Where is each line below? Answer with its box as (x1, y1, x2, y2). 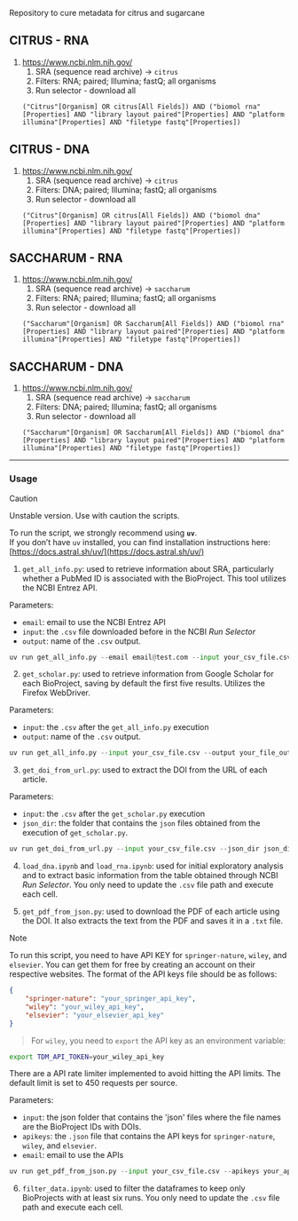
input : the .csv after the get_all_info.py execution (21, 722, 210, 733)
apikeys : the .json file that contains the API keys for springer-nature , (21, 1131, 276, 1142)
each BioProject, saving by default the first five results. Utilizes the (21, 678, 266, 689)
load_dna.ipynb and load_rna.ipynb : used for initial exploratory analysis (21, 860, 284, 871)
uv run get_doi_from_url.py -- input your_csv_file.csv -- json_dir (9, 844, 260, 853)
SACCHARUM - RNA (9, 250, 123, 266)
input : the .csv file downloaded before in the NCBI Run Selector (21, 626, 256, 637)
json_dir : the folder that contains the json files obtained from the (21, 818, 261, 829)
